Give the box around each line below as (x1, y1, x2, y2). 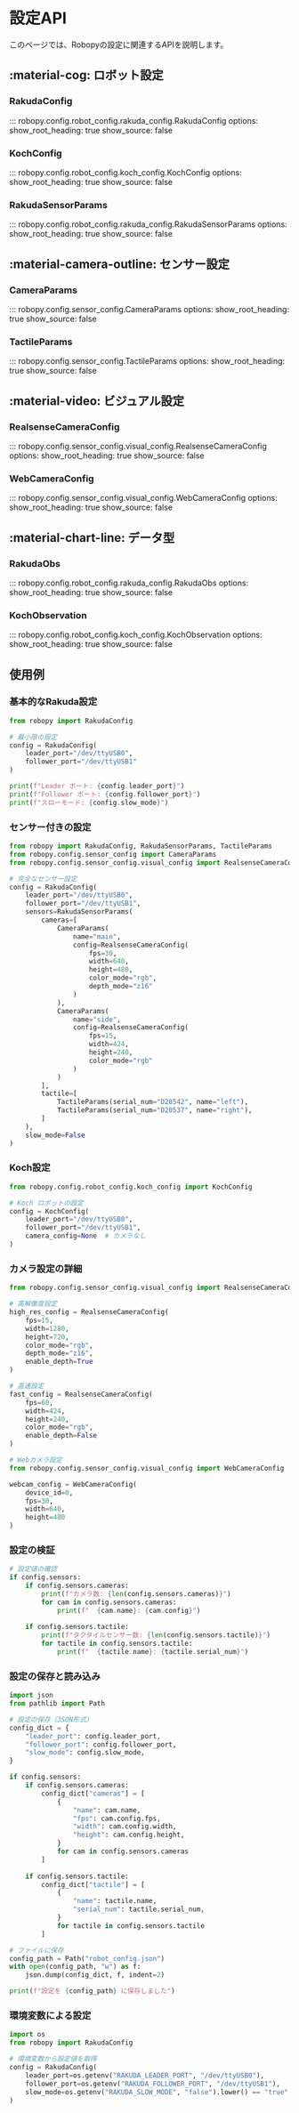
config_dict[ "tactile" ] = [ (41, 1880, 145, 1889)
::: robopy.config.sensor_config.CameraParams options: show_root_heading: (9, 303, 290, 314)
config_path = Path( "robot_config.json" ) (9, 1954, 166, 1963)
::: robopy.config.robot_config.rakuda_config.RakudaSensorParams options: (9, 219, 287, 230)
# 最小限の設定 (9, 732, 58, 741)
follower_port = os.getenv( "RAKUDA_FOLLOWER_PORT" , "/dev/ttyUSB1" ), (25, 2079, 280, 2088)
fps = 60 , (25, 1398, 53, 1407)
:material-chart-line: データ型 (9, 530, 175, 545)
